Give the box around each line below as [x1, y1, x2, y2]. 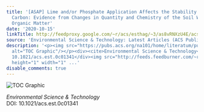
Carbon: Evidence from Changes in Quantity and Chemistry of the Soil [12, 15, 194, 21]
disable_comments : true [6, 65, 67, 71]
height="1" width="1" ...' [12, 59, 80, 65]
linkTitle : [6, 31, 34, 38]
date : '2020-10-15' [6, 25, 56, 32]
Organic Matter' [12, 20, 53, 26]
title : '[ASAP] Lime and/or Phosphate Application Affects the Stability [6, 8, 197, 15]
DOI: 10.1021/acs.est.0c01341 [6, 100, 78, 107]
